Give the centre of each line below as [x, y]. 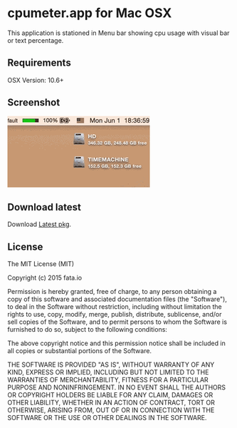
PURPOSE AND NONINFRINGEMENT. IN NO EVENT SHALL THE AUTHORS [117, 387]
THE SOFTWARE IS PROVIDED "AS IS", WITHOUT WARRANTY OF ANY [111, 365]
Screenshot [34, 102]
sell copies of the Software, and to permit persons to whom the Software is [117, 322]
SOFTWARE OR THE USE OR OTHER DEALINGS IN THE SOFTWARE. [107, 418]
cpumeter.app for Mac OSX [90, 13]
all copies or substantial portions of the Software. [79, 351]
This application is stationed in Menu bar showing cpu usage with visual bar [118, 33]
